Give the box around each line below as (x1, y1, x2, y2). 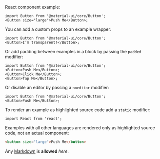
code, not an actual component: (5, 130, 69, 136)
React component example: (5, 4, 60, 10)
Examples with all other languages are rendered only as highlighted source (5, 125, 155, 131)
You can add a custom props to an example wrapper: (5, 26, 112, 32)
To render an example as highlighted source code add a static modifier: (5, 107, 151, 113)
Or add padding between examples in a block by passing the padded (5, 49, 141, 54)
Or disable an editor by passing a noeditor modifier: (5, 85, 109, 90)
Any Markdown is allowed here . (5, 148, 69, 154)
